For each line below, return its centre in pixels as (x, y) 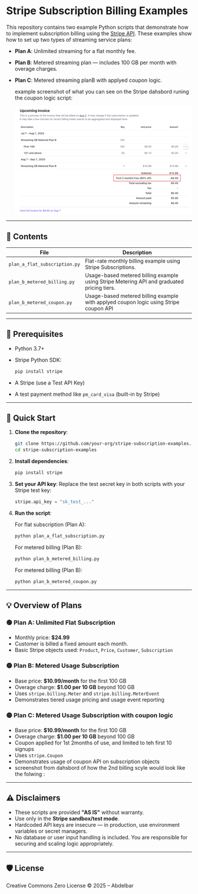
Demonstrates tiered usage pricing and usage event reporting (90, 700)
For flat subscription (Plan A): (50, 524)
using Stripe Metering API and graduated (134, 282)
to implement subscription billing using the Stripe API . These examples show (99, 33)
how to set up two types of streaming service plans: (69, 39)
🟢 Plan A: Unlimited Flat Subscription (61, 623)
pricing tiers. (100, 288)
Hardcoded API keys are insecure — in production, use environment (97, 825)
